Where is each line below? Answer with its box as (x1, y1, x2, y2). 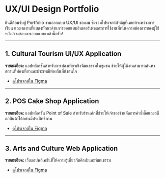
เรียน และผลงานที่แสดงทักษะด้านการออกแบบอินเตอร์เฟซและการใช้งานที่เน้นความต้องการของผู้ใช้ (5, 25, 160, 31)
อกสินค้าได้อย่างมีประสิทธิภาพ (5, 115, 53, 121)
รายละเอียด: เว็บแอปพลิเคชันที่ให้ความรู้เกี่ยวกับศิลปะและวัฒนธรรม (5, 157, 111, 163)
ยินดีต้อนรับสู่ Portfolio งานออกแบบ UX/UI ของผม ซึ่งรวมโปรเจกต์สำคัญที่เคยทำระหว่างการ (5, 20, 155, 25)
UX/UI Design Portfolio (5, 3, 99, 15)
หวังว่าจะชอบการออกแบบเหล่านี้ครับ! (5, 30, 63, 36)
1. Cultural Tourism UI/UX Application (5, 50, 122, 58)
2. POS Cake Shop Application (5, 97, 99, 106)
